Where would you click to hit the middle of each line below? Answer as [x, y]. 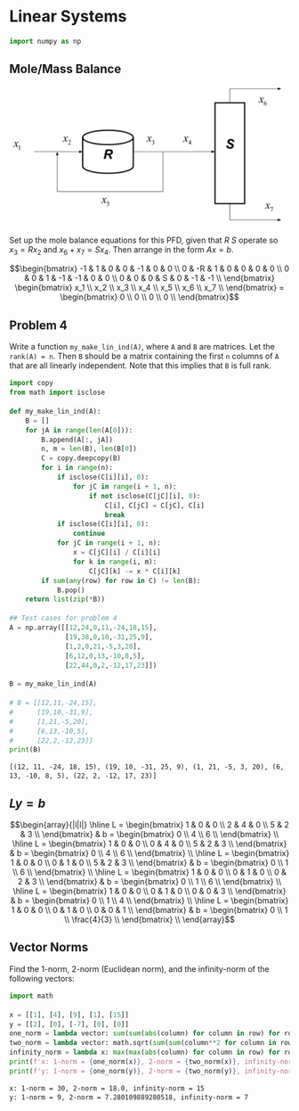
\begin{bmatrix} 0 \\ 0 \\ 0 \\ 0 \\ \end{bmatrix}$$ [149, 297]
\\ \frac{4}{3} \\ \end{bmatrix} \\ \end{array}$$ [149, 919]
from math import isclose [57, 393]
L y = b [28, 803]
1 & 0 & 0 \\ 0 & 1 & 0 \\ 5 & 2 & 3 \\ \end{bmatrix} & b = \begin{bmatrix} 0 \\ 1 [149, 863]
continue [89, 534]
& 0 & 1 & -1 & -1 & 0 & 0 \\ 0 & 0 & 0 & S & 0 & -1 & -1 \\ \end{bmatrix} [149, 278]
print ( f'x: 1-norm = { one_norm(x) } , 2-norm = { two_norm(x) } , [125, 1062]
